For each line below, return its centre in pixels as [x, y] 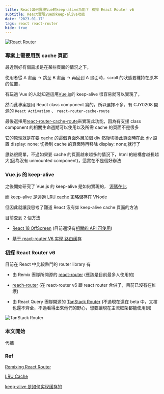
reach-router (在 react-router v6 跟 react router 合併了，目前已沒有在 [82, 285]
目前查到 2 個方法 [23, 217]
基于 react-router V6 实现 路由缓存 [47, 239]
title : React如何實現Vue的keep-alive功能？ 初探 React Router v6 [69, 10]
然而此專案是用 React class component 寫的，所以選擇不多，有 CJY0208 [79, 105]
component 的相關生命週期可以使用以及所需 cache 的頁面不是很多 [72, 127]
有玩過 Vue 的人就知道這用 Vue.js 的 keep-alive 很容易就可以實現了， [74, 94]
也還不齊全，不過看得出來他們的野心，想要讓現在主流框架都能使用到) [82, 308]
